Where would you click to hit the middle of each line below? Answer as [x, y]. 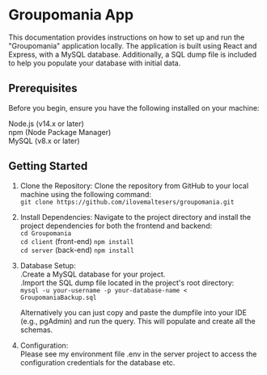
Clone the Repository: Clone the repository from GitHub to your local [134, 185]
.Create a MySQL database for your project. [93, 274]
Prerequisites [43, 88]
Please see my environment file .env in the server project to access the [138, 354]
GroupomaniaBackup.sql [58, 297]
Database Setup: [48, 265]
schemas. [36, 330]
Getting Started [48, 166]
